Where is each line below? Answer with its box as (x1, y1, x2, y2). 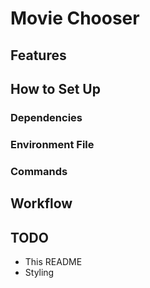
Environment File (10, 137, 95, 151)
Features (10, 47, 67, 64)
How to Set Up (10, 80, 101, 97)
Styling (24, 266, 55, 278)
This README (24, 255, 83, 267)
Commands (10, 164, 68, 178)
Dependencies (10, 110, 83, 124)
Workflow (10, 195, 73, 212)
